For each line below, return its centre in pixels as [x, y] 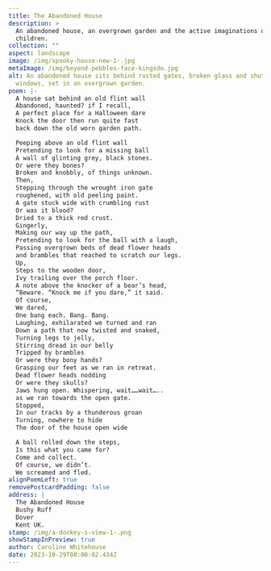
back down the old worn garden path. [79, 128]
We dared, [32, 308]
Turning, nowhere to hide [59, 420]
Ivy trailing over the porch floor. [77, 278]
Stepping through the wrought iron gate [84, 188]
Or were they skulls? [52, 383]
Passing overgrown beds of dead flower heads [94, 248]
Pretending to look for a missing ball [83, 150]
